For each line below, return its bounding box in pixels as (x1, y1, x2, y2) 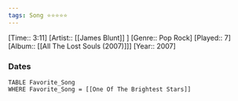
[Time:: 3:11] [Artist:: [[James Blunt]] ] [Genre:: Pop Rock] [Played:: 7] (8, 33, 232, 42)
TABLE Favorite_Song (8, 78, 76, 86)
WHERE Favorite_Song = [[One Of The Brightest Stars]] (8, 85, 192, 93)
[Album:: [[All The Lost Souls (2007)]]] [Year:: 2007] (8, 41, 177, 51)
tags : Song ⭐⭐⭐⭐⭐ (8, 11, 68, 20)
